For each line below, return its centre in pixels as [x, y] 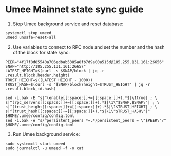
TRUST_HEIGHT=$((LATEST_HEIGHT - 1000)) [49, 80]
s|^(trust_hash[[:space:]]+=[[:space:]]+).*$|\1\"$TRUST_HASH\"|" [78, 111]
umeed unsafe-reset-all [31, 37]
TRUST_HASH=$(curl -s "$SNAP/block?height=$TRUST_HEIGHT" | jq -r [78, 84]
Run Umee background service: [46, 134]
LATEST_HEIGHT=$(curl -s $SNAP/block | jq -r [55, 71]
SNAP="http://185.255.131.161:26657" [46, 66]
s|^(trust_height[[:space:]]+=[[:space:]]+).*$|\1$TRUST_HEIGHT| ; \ [81, 107]
